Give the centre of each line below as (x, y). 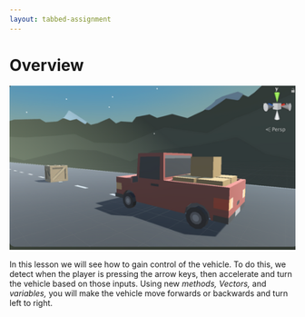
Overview (47, 65)
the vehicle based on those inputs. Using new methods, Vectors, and (138, 284)
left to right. (31, 303)
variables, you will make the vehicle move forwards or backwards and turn (149, 293)
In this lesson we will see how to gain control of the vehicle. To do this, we (148, 264)
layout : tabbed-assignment (60, 19)
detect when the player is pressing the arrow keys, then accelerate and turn (151, 274)
